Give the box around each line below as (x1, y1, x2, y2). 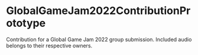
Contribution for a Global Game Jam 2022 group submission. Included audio (6, 36, 192, 43)
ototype (6, 16, 46, 30)
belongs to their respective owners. (6, 42, 93, 49)
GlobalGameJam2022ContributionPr (6, 4, 191, 18)
